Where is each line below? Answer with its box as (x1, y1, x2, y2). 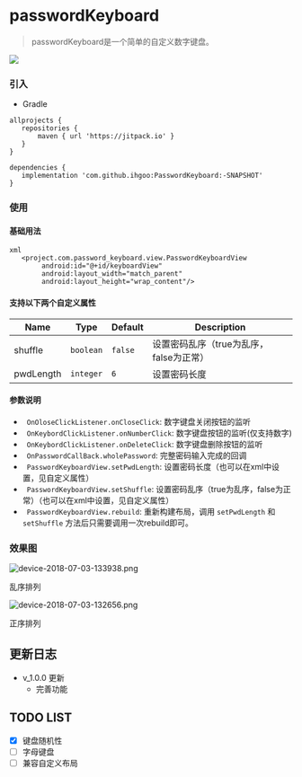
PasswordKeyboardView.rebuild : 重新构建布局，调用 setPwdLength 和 (26, 506, 276, 517)
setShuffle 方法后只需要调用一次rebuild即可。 (22, 517, 193, 528)
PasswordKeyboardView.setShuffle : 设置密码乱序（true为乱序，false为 (26, 483, 283, 494)
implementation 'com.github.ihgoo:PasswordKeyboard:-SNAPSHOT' (21, 172, 263, 181)
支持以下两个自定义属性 (9, 297, 96, 308)
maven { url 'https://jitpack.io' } (37, 132, 175, 141)
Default (111, 321, 144, 333)
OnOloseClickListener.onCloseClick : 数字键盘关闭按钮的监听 (26, 416, 252, 427)
